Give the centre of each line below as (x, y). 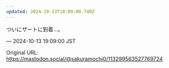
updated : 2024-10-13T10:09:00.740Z (50, 12)
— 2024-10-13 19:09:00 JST (41, 41)
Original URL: (22, 52)
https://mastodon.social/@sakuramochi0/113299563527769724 (84, 59)
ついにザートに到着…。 (35, 29)
